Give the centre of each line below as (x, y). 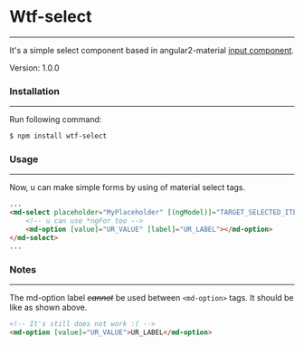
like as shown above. (48, 307)
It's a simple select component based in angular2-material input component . (152, 50)
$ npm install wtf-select (58, 136)
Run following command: (56, 120)
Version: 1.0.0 (35, 67)
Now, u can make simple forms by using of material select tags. (128, 187)
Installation (35, 91)
